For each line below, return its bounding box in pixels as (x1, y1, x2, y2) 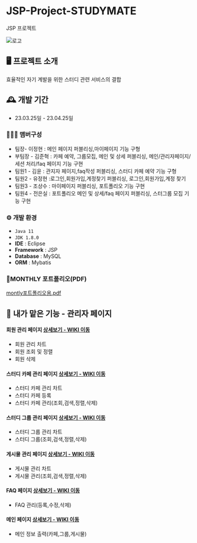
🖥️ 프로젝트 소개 (6, 56, 58, 67)
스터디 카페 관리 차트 (14, 384, 63, 392)
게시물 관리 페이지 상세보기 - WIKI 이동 (6, 450, 95, 458)
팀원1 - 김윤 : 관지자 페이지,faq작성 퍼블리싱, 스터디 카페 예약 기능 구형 (14, 168, 177, 175)
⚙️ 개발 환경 (6, 213, 37, 222)
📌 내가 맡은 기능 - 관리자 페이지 (6, 308, 112, 318)
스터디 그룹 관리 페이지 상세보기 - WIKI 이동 (6, 414, 106, 421)
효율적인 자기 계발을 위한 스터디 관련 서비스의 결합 (6, 75, 121, 83)
